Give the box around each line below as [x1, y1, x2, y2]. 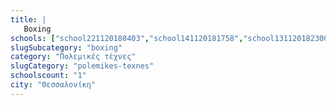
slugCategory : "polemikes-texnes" [10, 61, 155, 71]
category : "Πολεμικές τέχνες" [10, 52, 137, 62]
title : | [10, 14, 47, 25]
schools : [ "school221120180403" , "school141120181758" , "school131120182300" [10, 33, 333, 43]
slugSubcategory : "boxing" [10, 42, 123, 53]
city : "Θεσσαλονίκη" [10, 80, 97, 90]
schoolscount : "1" [10, 71, 87, 81]
